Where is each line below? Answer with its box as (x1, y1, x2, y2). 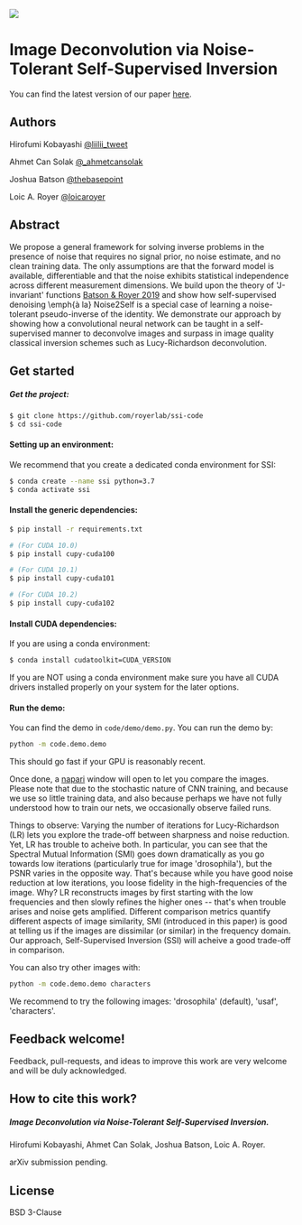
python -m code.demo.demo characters (9, 979, 151, 988)
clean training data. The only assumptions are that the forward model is (9, 260, 275, 271)
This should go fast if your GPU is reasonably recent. (9, 756, 206, 767)
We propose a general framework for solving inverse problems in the (9, 241, 265, 252)
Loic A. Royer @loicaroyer (9, 190, 106, 202)
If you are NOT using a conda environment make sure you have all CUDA (9, 673, 279, 683)
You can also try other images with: (9, 962, 142, 973)
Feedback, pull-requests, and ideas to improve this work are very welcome (9, 1055, 288, 1066)
